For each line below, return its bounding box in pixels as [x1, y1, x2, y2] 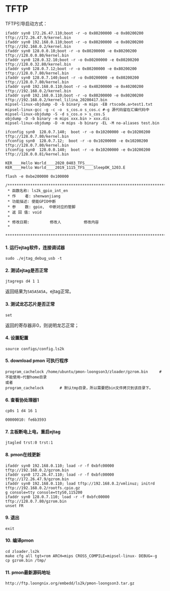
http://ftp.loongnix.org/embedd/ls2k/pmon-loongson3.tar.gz [5, 581, 135, 586]
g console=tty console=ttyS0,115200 [5, 490, 82, 495]
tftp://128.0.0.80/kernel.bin [5, 53, 69, 58]
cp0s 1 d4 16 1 [5, 409, 37, 414]
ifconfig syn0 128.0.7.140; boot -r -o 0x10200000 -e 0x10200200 [5, 129, 151, 135]
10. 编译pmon [5, 537, 34, 544]
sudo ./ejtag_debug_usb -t [5, 256, 62, 261]
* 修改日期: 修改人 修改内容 [7, 220, 99, 225]
